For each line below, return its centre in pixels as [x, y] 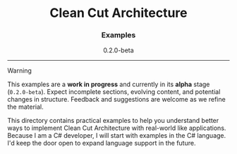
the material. [25, 107]
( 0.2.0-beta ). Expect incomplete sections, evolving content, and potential [114, 92]
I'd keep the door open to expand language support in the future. [102, 143]
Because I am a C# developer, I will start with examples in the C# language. [117, 136]
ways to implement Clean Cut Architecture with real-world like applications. [117, 128]
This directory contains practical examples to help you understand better [113, 121]
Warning [19, 71]
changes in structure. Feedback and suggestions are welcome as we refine [116, 100]
